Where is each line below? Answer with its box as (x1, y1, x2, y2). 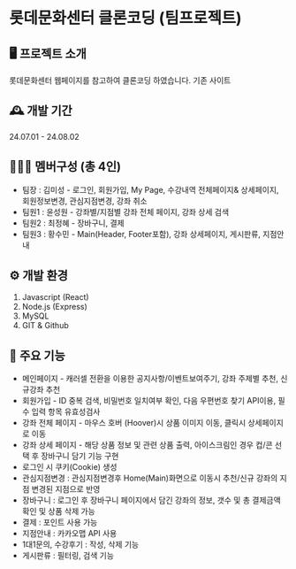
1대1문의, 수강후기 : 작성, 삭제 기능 (21, 539, 140, 550)
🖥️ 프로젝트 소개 (9, 46, 87, 61)
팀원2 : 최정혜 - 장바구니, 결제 (21, 218, 125, 228)
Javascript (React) (21, 292, 90, 303)
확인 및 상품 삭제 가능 (21, 506, 95, 517)
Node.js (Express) (21, 302, 88, 312)
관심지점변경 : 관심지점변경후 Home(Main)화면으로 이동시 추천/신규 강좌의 (21, 473, 278, 483)
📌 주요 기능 (9, 348, 66, 363)
